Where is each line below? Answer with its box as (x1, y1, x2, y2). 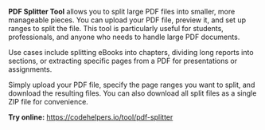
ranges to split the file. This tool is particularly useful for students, (8, 24, 224, 33)
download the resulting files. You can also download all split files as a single (8, 89, 257, 98)
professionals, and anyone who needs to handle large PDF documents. (8, 32, 240, 41)
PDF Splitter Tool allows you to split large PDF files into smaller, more (8, 7, 236, 16)
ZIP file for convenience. (8, 97, 89, 106)
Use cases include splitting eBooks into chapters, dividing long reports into (8, 48, 254, 57)
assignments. (8, 65, 53, 74)
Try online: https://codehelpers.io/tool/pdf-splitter (8, 112, 173, 122)
